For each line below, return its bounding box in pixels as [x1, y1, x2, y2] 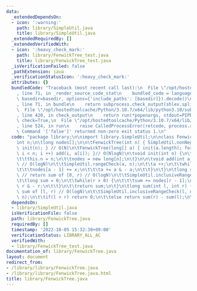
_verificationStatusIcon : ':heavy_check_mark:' [11, 74, 130, 80]
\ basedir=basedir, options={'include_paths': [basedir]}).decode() [16, 96, 188, 101]
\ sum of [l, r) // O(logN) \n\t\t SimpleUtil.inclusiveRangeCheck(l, [16, 188, 188, 194]
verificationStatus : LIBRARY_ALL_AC [11, 232, 101, 238]
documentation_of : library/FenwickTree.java [6, 249, 117, 255]
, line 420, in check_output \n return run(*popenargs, [16, 112, 161, 118]
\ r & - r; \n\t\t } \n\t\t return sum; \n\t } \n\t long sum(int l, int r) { [16, 183, 193, 189]
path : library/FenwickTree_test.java [16, 52, 109, 58]
